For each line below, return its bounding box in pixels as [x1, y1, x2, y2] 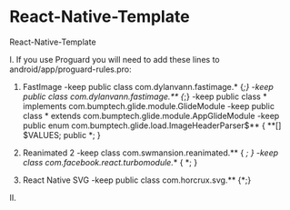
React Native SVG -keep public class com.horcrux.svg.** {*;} [22, 175, 252, 185]
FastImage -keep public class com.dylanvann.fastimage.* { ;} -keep [22, 81, 275, 92]
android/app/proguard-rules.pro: [9, 64, 132, 75]
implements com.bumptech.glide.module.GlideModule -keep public [22, 100, 275, 111]
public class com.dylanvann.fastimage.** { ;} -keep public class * [22, 91, 267, 102]
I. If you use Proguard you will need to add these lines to [9, 54, 220, 65]
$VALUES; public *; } [22, 129, 102, 140]
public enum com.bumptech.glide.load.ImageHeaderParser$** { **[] [22, 120, 282, 131]
